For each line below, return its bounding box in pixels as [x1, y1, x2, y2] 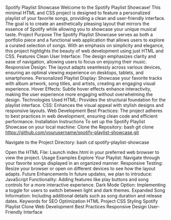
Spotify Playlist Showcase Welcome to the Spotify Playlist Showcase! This [5, 5, 161, 10]
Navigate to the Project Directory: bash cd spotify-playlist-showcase [5, 139, 150, 145]
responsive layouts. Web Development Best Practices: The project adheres [5, 107, 163, 114]
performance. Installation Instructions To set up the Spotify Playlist [5, 119, 145, 124]
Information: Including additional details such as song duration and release [5, 193, 162, 199]
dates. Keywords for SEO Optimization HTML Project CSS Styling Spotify [5, 198, 158, 204]
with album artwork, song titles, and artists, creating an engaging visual [5, 80, 156, 86]
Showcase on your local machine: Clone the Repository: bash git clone [5, 124, 154, 130]
